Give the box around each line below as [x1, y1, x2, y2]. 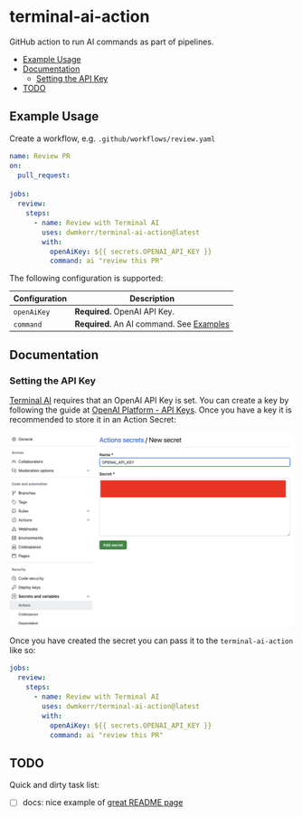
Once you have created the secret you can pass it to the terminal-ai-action [9, 635, 294, 646]
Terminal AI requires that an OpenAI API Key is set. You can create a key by [9, 395, 289, 406]
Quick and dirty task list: [9, 780, 100, 791]
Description [129, 292, 175, 304]
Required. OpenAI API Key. [74, 306, 175, 317]
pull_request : [17, 170, 71, 180]
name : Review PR [9, 151, 71, 160]
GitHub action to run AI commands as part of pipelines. [9, 36, 214, 47]
